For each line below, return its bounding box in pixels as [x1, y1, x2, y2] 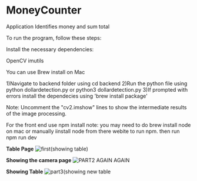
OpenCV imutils [6, 57, 44, 64]
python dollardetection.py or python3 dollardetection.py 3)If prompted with [6, 86, 188, 93]
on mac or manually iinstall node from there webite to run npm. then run [6, 128, 180, 135]
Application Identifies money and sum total [6, 23, 110, 30]
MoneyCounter [6, 4, 82, 17]
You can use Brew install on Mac [6, 68, 85, 75]
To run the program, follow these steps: [6, 34, 102, 41]
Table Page [6, 145, 34, 152]
